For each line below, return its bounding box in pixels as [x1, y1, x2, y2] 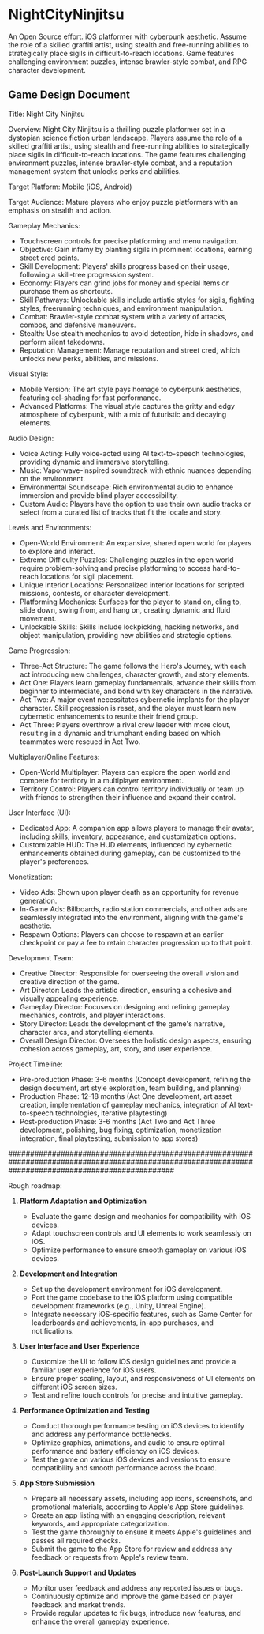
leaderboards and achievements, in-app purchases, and [31, 1318, 214, 1327]
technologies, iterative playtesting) [54, 1108, 168, 1118]
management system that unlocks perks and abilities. [8, 166, 181, 175]
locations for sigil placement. [40, 572, 134, 581]
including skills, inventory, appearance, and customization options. [19, 832, 236, 841]
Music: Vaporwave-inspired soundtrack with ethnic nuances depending [19, 465, 252, 475]
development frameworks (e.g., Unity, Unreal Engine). [31, 1300, 206, 1310]
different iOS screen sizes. [31, 1382, 117, 1391]
